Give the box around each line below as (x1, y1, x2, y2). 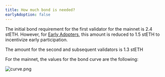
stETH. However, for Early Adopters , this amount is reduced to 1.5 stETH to (5, 31, 160, 37)
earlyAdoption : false (5, 12, 51, 17)
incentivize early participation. (5, 36, 68, 43)
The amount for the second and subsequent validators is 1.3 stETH (5, 46, 143, 52)
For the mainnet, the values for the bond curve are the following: (5, 56, 139, 62)
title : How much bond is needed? (5, 7, 75, 13)
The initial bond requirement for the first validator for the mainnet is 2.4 (5, 26, 152, 32)
